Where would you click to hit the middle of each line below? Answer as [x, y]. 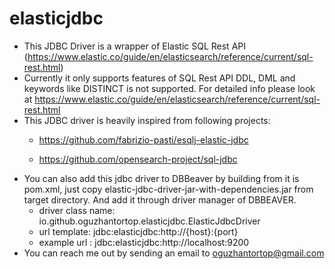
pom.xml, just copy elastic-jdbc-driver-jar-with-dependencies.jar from [168, 189]
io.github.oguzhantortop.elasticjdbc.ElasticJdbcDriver [149, 221]
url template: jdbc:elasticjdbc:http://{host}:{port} [138, 231]
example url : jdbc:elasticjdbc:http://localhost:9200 [144, 242]
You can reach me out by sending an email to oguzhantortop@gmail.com [174, 253]
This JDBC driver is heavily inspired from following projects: [147, 120]
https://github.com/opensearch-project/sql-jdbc [138, 159]
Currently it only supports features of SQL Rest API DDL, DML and [159, 78]
